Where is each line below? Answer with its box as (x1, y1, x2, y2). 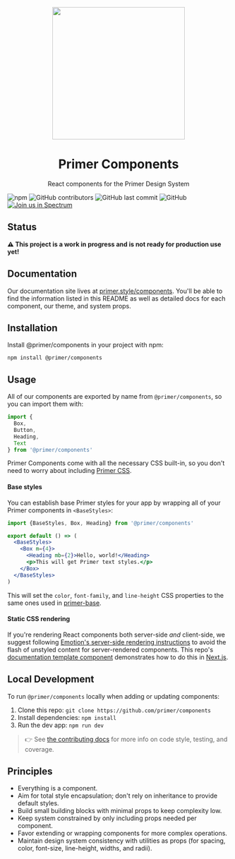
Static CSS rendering (7, 615, 71, 623)
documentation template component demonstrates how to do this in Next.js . (7, 653, 229, 661)
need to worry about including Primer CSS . (7, 467, 132, 475)
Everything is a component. (17, 784, 98, 793)
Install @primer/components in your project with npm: (7, 341, 164, 349)
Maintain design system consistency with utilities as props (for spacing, (17, 836, 226, 845)
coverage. (24, 745, 54, 753)
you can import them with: (7, 400, 83, 409)
